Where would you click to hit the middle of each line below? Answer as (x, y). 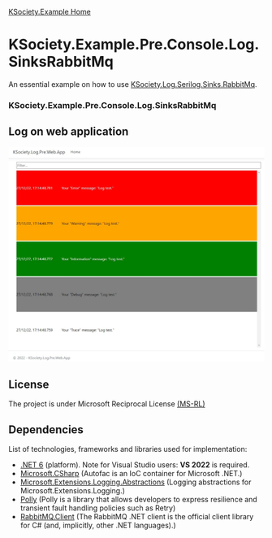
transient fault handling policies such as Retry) (98, 508)
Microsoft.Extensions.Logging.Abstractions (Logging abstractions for (136, 482)
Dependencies (46, 430)
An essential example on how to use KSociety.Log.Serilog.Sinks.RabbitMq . (133, 84)
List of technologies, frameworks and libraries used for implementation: (128, 449)
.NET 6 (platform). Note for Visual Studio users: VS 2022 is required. (135, 465)
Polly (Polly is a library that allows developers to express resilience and (138, 500)
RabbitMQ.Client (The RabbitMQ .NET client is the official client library (137, 517)
